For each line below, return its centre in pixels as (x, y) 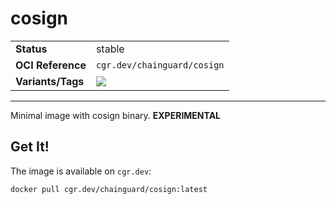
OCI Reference (51, 65)
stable (110, 49)
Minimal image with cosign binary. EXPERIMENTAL (116, 115)
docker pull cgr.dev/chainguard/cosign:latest (109, 189)
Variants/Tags (50, 81)
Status (31, 49)
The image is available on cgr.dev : (81, 171)
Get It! (30, 147)
